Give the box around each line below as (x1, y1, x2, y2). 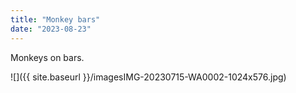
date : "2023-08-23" (10, 24, 92, 34)
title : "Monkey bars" (10, 14, 101, 25)
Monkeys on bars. (10, 51, 85, 63)
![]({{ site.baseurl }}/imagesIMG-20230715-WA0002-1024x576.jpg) (10, 71, 287, 83)
